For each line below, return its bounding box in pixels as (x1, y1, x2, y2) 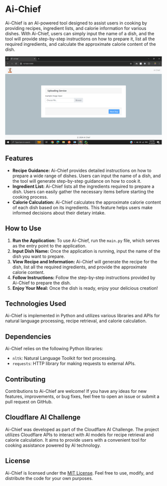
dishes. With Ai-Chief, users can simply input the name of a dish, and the (5, 30, 155, 36)
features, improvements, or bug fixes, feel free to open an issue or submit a (5, 393, 160, 399)
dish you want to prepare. (12, 253, 66, 259)
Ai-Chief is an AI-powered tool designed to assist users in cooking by (5, 20, 148, 26)
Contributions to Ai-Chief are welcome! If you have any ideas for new (5, 388, 147, 394)
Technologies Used (5, 299, 66, 308)
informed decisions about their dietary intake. (12, 210, 106, 216)
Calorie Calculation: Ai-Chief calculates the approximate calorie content (12, 199, 162, 205)
